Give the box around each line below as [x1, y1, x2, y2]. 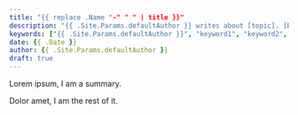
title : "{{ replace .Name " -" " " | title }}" [9, 12, 184, 22]
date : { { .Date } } [9, 37, 77, 47]
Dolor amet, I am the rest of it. [9, 96, 118, 106]
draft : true [9, 54, 53, 63]
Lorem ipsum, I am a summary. [9, 79, 122, 88]
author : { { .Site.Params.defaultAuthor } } [9, 46, 169, 55]
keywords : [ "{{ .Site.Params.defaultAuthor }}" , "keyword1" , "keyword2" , [9, 29, 288, 38]
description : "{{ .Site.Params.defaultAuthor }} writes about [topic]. [9, 21, 279, 30]
